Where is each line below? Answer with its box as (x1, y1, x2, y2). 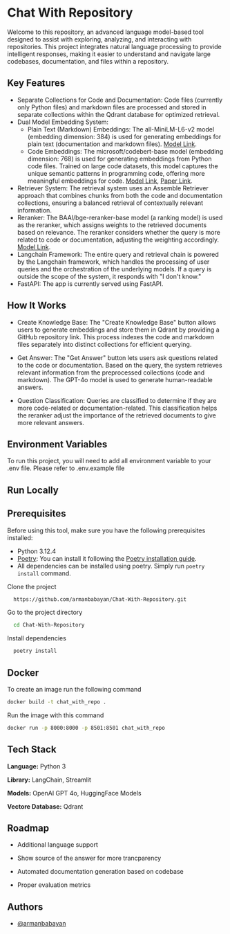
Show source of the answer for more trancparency (17, 854, 162, 863)
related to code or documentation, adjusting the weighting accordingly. (17, 235, 220, 244)
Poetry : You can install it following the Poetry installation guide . (17, 554, 197, 562)
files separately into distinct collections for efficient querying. (17, 340, 192, 348)
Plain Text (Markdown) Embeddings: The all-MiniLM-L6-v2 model (27, 125, 215, 133)
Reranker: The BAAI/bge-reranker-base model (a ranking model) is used (17, 213, 223, 222)
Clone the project (7, 582, 57, 591)
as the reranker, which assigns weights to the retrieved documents (17, 220, 207, 229)
